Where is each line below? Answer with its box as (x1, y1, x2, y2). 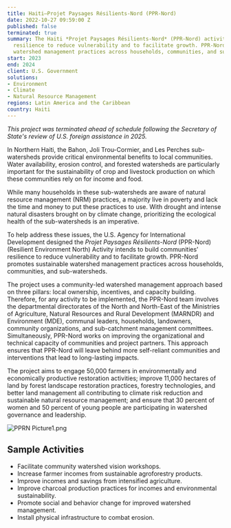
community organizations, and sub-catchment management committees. (7, 324, 214, 332)
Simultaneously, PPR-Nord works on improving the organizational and (7, 331, 205, 340)
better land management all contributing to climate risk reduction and (7, 388, 203, 397)
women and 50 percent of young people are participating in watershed (7, 403, 208, 411)
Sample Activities (7, 444, 85, 456)
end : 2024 (7, 61, 36, 68)
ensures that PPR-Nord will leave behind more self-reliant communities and (7, 346, 221, 354)
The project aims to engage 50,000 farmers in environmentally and (7, 366, 197, 375)
